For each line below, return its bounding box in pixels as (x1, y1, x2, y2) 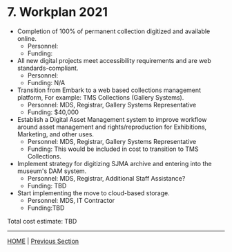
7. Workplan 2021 (7, 4, 108, 20)
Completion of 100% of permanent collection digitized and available (17, 27, 211, 35)
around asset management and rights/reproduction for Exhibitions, (17, 123, 207, 131)
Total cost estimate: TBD (7, 217, 77, 225)
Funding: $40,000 (27, 108, 79, 116)
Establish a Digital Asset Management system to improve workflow (17, 115, 207, 123)
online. (17, 34, 37, 42)
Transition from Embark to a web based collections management (17, 86, 202, 94)
